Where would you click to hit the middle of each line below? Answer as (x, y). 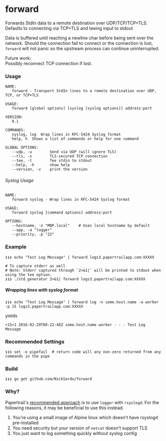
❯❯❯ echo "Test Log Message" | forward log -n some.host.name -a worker (82, 302)
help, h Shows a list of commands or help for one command (75, 139)
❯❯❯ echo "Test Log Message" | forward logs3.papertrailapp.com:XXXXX (80, 257)
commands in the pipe (28, 356)
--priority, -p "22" (33, 234)
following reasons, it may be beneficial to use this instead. (65, 408)
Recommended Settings (35, 341)
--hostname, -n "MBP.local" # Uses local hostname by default (81, 226)
